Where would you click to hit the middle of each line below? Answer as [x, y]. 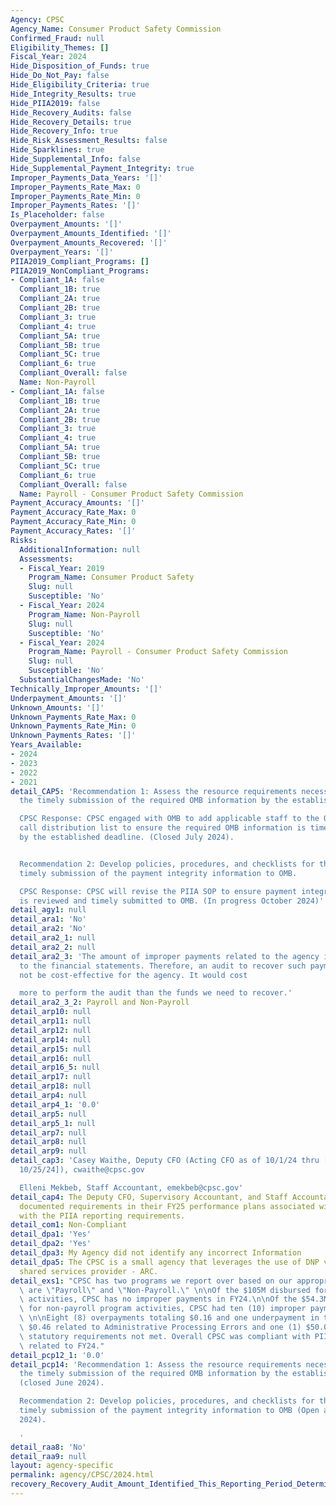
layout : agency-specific [62, 1466]
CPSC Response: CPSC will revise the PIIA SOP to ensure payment [158, 891]
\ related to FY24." [62, 1346]
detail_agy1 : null [48, 910]
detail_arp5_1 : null [53, 1123]
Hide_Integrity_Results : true [73, 94]
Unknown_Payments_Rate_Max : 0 [73, 717]
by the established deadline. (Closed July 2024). [127, 837]
